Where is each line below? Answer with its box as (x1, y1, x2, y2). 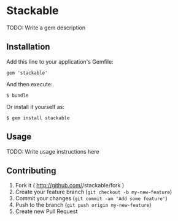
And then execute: (6, 80, 53, 88)
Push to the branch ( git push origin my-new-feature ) (15, 201, 152, 209)
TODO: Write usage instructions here (6, 148, 99, 155)
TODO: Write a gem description (6, 24, 86, 31)
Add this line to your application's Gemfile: (6, 58, 114, 65)
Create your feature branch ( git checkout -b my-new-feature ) (15, 188, 172, 196)
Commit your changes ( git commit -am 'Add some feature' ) (15, 195, 168, 202)
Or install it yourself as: (6, 103, 64, 110)
